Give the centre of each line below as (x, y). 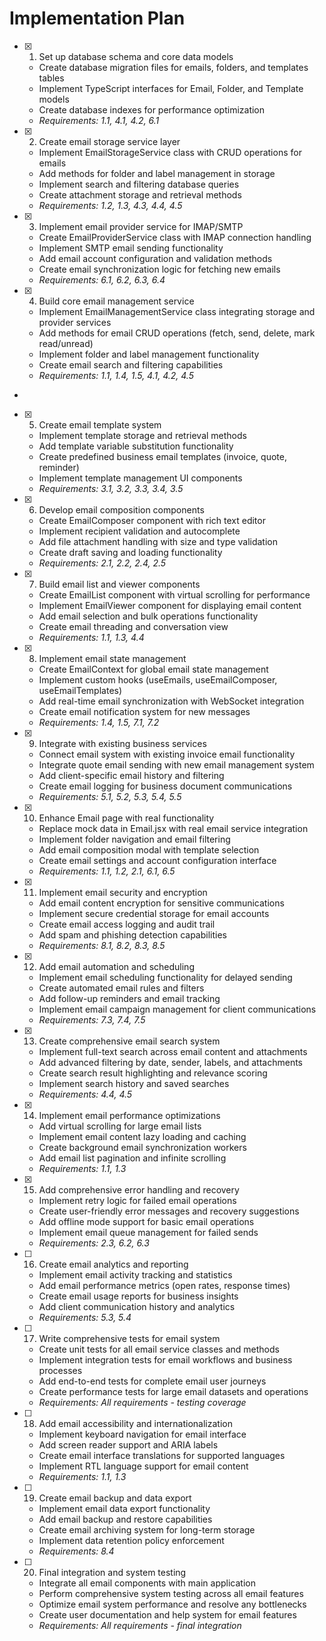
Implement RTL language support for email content (143, 1466)
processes (60, 1370)
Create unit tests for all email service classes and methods (159, 1349)
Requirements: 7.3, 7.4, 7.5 (92, 1019)
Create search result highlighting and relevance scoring (153, 1073)
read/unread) (66, 343)
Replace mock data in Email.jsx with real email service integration (173, 828)
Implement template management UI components (140, 478)
